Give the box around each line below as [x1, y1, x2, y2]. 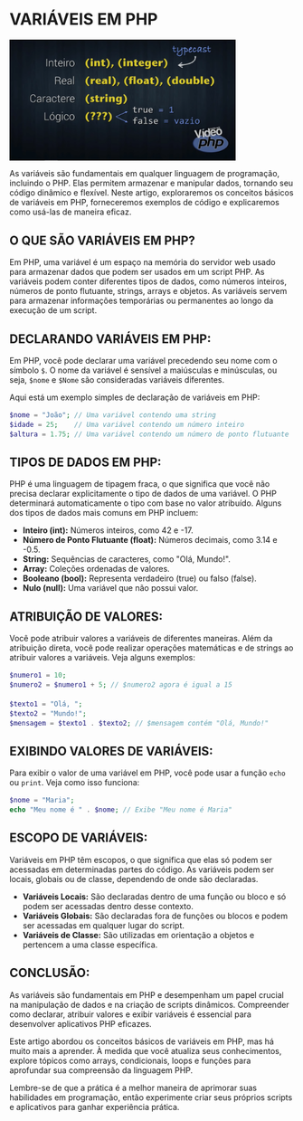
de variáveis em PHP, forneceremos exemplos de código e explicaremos [9, 197, 280, 208]
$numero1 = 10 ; [9, 670, 67, 680]
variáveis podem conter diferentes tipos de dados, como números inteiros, [9, 276, 288, 287]
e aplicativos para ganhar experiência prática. [9, 1101, 180, 1112]
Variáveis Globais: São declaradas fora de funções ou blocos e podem [22, 910, 288, 921]
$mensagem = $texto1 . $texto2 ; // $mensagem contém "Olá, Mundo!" [9, 718, 270, 727]
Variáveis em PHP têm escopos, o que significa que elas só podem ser [9, 854, 273, 865]
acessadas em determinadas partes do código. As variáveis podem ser [9, 864, 274, 875]
